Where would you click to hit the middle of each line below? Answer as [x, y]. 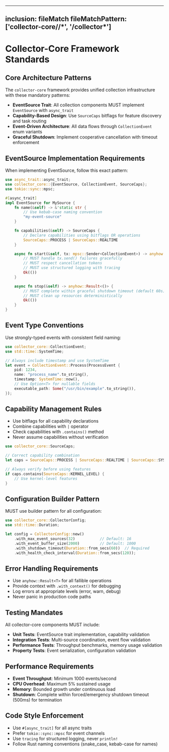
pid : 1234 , [26, 370]
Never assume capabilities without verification [60, 437]
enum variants [27, 132]
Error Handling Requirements [52, 568]
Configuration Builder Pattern [52, 499]
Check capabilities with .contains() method [58, 432]
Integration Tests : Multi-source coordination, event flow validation [81, 640]
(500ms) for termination [37, 700]
